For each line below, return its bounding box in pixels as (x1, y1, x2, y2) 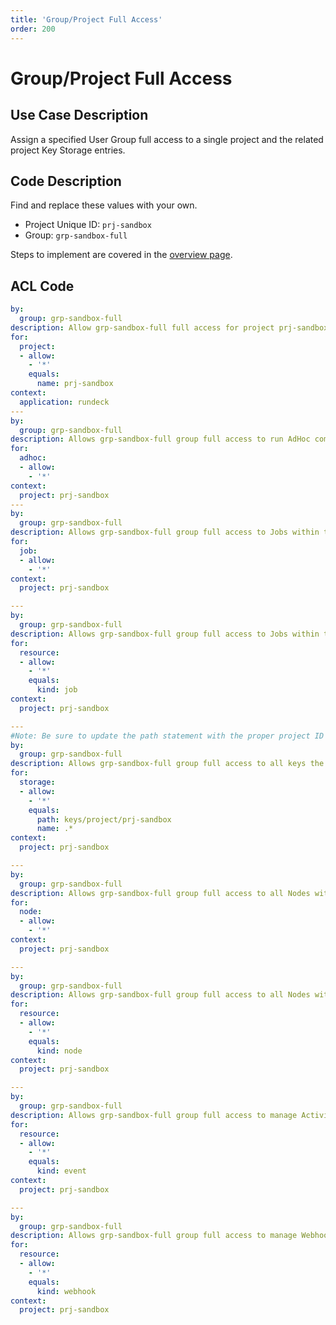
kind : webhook (36, 1286, 97, 1296)
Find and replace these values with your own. (10, 199, 198, 211)
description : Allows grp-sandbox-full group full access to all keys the (10, 759, 325, 769)
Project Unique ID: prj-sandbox (24, 219, 152, 231)
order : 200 (10, 24, 56, 34)
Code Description (10, 172, 122, 190)
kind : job (36, 685, 78, 695)
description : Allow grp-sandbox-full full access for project (10, 322, 275, 333)
